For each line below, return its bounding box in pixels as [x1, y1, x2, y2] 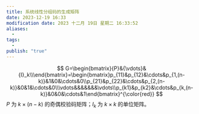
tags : [6, 37, 20, 43]
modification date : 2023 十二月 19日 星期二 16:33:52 [6, 20, 139, 26]
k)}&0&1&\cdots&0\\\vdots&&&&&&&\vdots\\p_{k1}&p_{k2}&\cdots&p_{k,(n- [10, 84, 194, 91]
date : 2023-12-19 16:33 [6, 14, 67, 21]
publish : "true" [6, 48, 47, 54]
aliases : [6, 25, 28, 32]
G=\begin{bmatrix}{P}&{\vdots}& [65, 65, 146, 72]
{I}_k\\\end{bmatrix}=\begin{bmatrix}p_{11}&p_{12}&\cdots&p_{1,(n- [18, 71, 186, 78]
